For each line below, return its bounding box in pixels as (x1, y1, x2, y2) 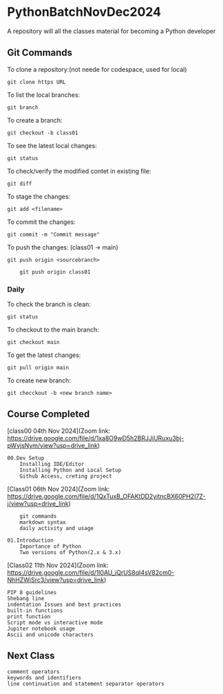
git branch (7, 104, 39, 111)
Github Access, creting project (19, 473, 112, 480)
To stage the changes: (7, 192, 71, 201)
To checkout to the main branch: (7, 325, 100, 334)
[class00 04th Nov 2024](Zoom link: (7, 427, 111, 435)
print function (7, 613, 51, 620)
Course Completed (7, 408, 90, 420)
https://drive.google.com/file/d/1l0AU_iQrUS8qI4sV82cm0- (7, 568, 175, 576)
